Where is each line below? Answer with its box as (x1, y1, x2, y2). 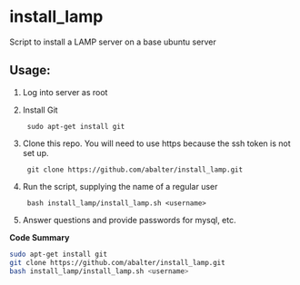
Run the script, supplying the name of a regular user (22, 181, 218, 192)
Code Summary (9, 231, 70, 242)
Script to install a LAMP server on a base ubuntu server (9, 36, 216, 47)
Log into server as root (22, 86, 108, 97)
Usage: (9, 63, 52, 78)
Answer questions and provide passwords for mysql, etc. (22, 214, 236, 225)
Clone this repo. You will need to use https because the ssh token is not (22, 138, 291, 149)
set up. (22, 147, 49, 158)
